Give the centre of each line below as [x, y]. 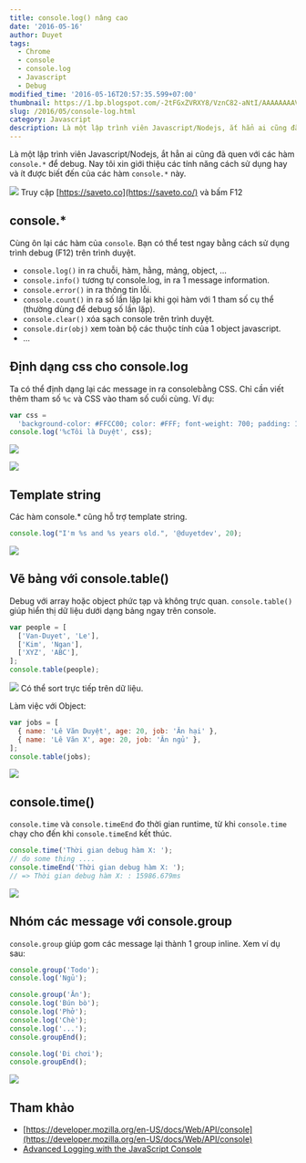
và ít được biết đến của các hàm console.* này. [98, 173]
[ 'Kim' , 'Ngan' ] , [51, 644]
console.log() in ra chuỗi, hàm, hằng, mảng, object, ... [125, 270]
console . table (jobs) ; [51, 757]
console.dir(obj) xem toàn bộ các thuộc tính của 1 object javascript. [152, 328]
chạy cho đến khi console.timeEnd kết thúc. [91, 834]
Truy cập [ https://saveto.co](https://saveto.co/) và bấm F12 [132, 192]
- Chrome [34, 52]
